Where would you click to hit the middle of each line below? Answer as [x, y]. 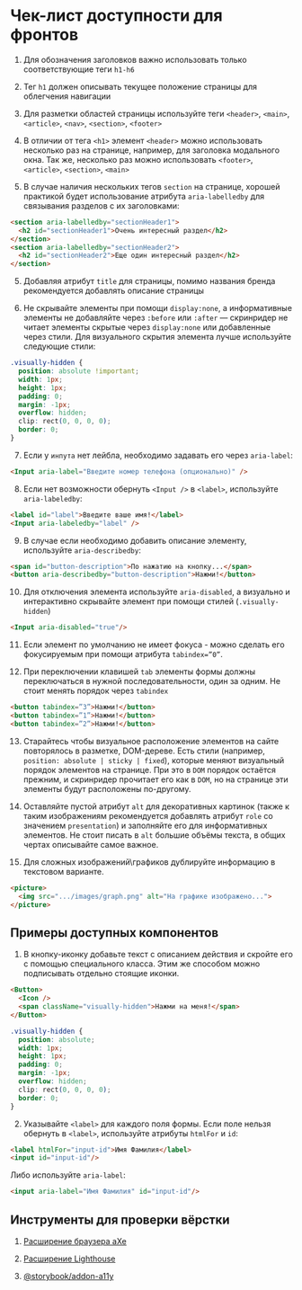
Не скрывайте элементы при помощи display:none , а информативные [158, 308]
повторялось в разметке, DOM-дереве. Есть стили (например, [144, 751]
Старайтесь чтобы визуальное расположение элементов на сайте [151, 741]
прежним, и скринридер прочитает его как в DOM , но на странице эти [155, 779]
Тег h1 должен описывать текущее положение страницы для [140, 86]
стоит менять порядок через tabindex [96, 691]
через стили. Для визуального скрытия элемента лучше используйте [157, 337]
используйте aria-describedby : [82, 550]
